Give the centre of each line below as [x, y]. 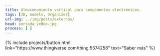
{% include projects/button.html [38, 42]
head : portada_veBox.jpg [31, 24]
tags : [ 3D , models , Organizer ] [38, 14]
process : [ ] [19, 28]
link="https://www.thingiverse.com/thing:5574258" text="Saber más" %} [80, 48]
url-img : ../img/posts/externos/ [40, 19]
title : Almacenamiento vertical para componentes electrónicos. [73, 10]
